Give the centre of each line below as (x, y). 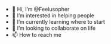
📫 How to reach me (36, 35)
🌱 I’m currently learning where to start (58, 22)
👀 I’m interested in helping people (53, 15)
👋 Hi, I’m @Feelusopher (41, 9)
